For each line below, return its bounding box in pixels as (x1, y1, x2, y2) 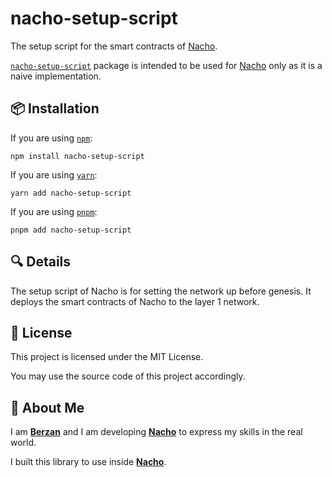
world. (10, 437, 37, 449)
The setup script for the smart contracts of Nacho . (10, 40, 218, 52)
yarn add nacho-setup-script (10, 188, 132, 198)
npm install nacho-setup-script (10, 151, 145, 161)
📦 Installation (10, 100, 100, 117)
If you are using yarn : (10, 168, 98, 181)
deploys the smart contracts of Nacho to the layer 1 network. (10, 295, 260, 307)
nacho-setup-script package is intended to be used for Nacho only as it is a (10, 59, 323, 71)
